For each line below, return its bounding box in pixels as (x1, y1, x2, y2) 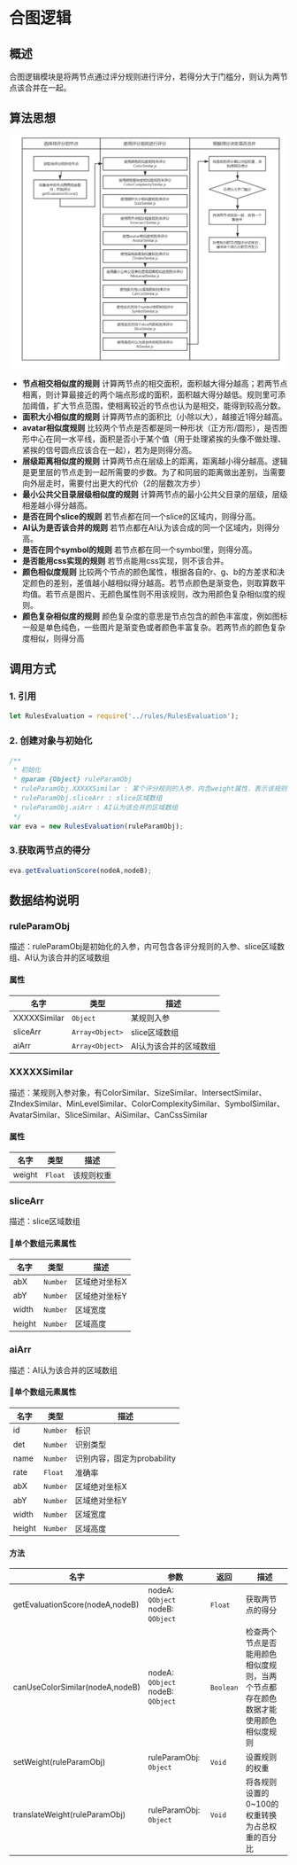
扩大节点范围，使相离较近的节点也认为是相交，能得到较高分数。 (52, 400, 286, 410)
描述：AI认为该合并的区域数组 (9, 1364, 118, 1375)
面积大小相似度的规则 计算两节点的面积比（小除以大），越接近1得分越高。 (21, 411, 287, 422)
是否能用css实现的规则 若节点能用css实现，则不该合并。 (21, 555, 229, 566)
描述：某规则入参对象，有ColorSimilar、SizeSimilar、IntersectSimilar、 (9, 1087, 267, 1097)
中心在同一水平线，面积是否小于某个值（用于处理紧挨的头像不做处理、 (29, 433, 286, 444)
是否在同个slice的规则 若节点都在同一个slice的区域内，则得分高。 (21, 511, 261, 521)
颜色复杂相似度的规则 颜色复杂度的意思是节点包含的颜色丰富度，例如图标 (21, 611, 288, 621)
